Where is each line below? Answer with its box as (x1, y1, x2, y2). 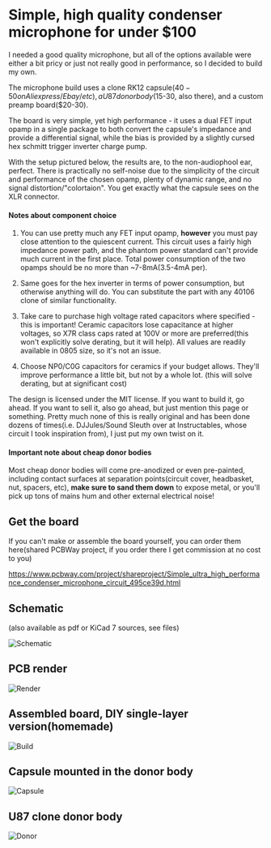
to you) (8, 554, 32, 563)
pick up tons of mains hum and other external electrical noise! (8, 491, 214, 501)
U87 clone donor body (8, 809, 123, 824)
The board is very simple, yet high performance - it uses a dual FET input (8, 115, 252, 125)
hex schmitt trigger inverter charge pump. (8, 141, 148, 151)
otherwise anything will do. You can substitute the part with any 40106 (19, 287, 255, 297)
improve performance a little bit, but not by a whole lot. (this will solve (19, 370, 252, 380)
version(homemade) (8, 720, 114, 734)
